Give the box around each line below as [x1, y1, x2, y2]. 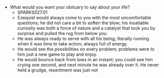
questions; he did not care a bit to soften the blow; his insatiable [17, 20, 149, 26]
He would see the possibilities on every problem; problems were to [17, 46, 155, 52]
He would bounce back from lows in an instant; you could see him [17, 57, 153, 62]
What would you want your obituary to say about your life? [9, 4, 130, 10]
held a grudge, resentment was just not [17, 67, 98, 73]
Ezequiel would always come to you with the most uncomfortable [17, 15, 152, 20]
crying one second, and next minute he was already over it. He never [17, 62, 160, 68]
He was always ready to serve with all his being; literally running [17, 36, 150, 41]
